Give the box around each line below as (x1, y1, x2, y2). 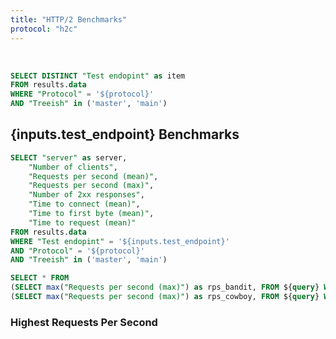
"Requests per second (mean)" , (28, 171, 159, 181)
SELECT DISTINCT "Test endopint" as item (10, 71, 186, 81)
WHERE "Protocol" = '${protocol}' (10, 89, 155, 100)
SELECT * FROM (10, 273, 70, 283)
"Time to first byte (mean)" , (28, 209, 155, 219)
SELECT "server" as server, (10, 152, 128, 163)
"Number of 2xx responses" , (28, 190, 145, 200)
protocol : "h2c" (10, 24, 78, 34)
